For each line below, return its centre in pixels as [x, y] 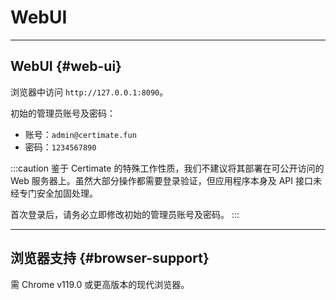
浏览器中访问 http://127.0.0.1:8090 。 [89, 92]
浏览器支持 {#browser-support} [110, 258]
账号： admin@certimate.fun [80, 134]
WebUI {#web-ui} [66, 66]
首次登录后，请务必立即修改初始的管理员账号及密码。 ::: [125, 214]
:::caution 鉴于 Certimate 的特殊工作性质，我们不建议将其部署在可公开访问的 [167, 168]
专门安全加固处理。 [58, 193]
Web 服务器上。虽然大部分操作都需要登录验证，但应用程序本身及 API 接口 [161, 180]
